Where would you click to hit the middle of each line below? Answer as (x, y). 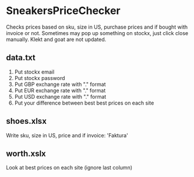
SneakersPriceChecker (63, 11)
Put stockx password (40, 78)
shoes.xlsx (26, 121)
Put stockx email (34, 72)
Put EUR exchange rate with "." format (60, 90)
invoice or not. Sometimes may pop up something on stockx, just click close (97, 33)
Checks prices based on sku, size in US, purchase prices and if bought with (97, 27)
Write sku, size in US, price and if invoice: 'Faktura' (67, 135)
